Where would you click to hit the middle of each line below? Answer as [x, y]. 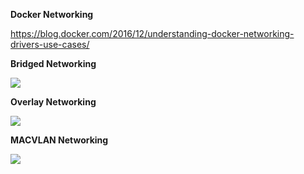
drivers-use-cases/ [50, 44]
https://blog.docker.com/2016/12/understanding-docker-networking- [152, 33]
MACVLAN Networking [59, 140]
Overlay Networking [53, 102]
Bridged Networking [53, 63]
